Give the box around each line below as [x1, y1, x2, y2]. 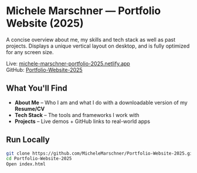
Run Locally [6, 135, 50, 145]
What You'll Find [6, 84, 67, 94]
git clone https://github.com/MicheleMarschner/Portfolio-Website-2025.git [6, 150, 195, 157]
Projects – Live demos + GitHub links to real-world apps [14, 118, 151, 125]
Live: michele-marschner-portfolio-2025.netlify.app [6, 60, 130, 67]
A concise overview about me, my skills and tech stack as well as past [6, 36, 176, 43]
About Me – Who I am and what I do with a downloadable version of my [14, 99, 188, 106]
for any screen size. [6, 48, 54, 55]
